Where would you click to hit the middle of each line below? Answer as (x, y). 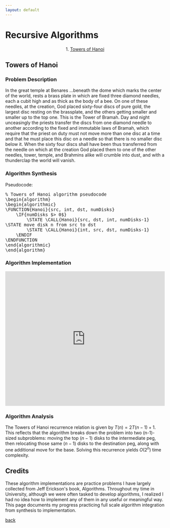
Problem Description (31, 79)
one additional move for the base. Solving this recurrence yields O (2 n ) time (83, 449)
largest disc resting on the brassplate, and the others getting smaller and (81, 112)
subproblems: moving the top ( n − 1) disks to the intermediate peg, (87, 438)
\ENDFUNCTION (22, 240)
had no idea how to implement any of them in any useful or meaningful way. (84, 499)
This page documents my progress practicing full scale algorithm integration (85, 505)
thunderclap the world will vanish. (40, 161)
